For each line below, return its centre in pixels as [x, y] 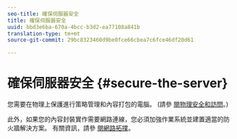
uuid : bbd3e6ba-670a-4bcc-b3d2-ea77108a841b [74, 27]
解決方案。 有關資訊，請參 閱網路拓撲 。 [77, 128]
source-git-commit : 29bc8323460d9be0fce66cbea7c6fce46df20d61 [101, 40]
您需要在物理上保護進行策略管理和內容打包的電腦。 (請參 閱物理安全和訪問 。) [118, 104]
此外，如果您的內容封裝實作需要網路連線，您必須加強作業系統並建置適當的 [115, 119]
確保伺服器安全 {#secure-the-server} [117, 84]
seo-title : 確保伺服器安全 [43, 14]
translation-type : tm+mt [44, 34]
